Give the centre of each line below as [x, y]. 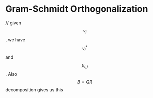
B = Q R [85, 82]
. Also [11, 74]
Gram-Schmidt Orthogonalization [77, 9]
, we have [15, 40]
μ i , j [85, 66]
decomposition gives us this [34, 90]
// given [13, 23]
